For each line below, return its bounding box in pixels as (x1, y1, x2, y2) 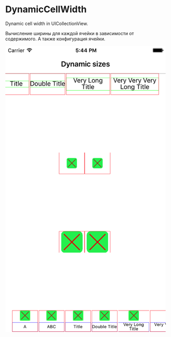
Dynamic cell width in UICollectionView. (5, 20, 88, 27)
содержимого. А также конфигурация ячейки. (5, 36, 106, 42)
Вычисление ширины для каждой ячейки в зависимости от (5, 30, 134, 36)
